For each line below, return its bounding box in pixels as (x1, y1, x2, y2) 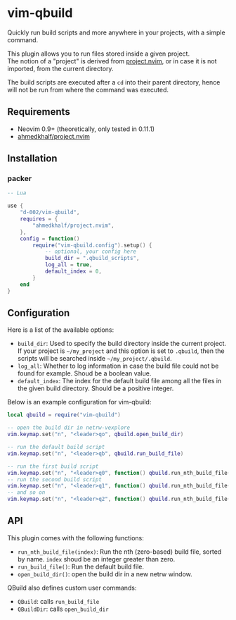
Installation (7, 153, 58, 165)
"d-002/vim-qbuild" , (20, 209, 80, 216)
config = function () (20, 235, 80, 242)
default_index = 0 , (44, 268, 102, 275)
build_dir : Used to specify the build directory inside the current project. (17, 340, 227, 348)
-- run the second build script (7, 476, 102, 483)
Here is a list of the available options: (7, 325, 114, 334)
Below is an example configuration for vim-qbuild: (7, 398, 152, 407)
